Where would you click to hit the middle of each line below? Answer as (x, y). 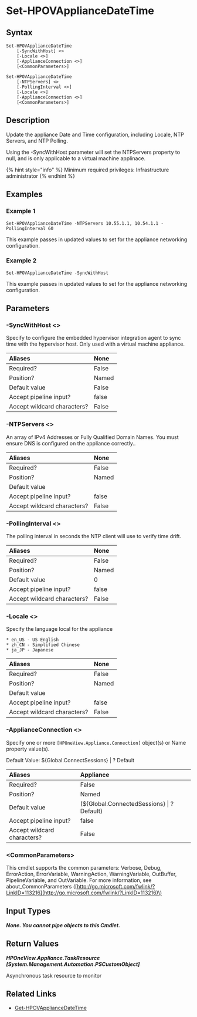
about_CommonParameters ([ (42, 886)
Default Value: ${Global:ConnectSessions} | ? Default (70, 760)
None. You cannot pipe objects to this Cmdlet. (63, 925)
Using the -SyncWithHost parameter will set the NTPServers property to (93, 152)
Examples (24, 195)
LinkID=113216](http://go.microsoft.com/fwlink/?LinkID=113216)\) (84, 893)
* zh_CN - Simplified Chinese (43, 645)
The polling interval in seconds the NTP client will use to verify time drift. (94, 536)
